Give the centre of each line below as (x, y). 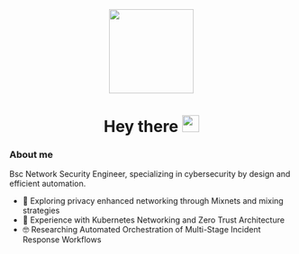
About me (32, 154)
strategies (41, 211)
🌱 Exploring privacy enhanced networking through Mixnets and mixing (153, 201)
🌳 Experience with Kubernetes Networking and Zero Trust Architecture (154, 220)
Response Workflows (62, 240)
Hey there (140, 127)
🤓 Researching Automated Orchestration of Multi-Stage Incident (141, 230)
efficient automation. (48, 184)
